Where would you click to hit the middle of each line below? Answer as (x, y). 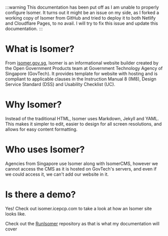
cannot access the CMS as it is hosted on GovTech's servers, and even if (81, 169)
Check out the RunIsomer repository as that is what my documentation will (82, 223)
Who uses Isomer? (45, 150)
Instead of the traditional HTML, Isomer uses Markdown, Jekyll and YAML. (82, 118)
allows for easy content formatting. (41, 129)
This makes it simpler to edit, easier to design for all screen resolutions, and (83, 124)
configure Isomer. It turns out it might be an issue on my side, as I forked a (82, 13)
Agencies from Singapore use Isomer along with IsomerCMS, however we (82, 164)
